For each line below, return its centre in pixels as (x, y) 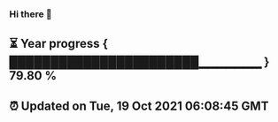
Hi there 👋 (31, 14)
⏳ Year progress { (59, 44)
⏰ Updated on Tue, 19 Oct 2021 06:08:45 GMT (139, 106)
